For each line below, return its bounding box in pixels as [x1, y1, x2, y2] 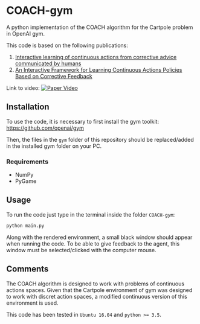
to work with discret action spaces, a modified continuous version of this [6, 293, 187, 300]
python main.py [6, 223, 45, 229]
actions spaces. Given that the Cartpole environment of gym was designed [6, 286, 193, 293]
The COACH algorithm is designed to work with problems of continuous [6, 280, 185, 287]
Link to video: [6, 84, 40, 91]
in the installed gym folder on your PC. [6, 142, 102, 150]
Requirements [6, 157, 49, 166]
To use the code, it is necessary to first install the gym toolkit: [6, 118, 159, 125]
